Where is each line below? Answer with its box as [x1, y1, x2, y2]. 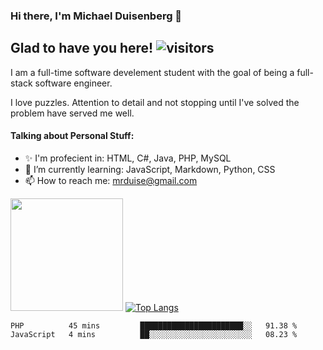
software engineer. [34, 77, 113, 89]
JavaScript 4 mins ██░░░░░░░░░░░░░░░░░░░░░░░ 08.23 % [10, 329, 298, 339]
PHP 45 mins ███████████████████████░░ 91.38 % [10, 320, 298, 331]
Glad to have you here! [10, 40, 154, 57]
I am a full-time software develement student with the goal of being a [10, 66, 295, 78]
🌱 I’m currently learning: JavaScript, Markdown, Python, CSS [24, 163, 276, 175]
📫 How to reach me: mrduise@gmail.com [24, 174, 198, 186]
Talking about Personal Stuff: [10, 130, 135, 142]
